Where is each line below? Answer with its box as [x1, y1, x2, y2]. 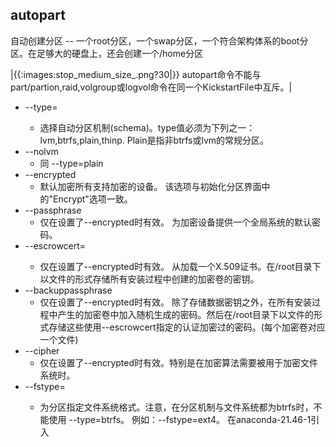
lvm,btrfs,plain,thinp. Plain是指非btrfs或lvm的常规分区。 [39, 134, 270, 146]
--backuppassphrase [24, 284, 113, 296]
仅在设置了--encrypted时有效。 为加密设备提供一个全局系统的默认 [39, 216, 312, 228]
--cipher [24, 344, 60, 357]
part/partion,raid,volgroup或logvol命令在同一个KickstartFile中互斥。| [10, 81, 293, 93]
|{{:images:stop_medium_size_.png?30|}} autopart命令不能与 [10, 68, 262, 80]
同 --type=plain [39, 157, 104, 169]
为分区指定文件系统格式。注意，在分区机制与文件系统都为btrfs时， [39, 401, 314, 413]
